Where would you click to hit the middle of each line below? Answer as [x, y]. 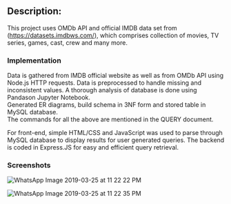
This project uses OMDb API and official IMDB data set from [92, 28]
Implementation [34, 60]
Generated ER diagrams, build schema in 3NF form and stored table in [107, 105]
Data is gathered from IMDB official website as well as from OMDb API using [115, 76]
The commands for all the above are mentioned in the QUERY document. [110, 119]
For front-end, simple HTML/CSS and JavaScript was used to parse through [115, 133]
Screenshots [29, 165]
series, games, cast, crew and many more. [67, 42]
